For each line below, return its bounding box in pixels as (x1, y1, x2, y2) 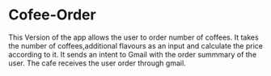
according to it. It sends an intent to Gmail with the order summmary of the (8, 49, 257, 59)
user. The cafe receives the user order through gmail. (8, 58, 186, 68)
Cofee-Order (8, 6, 96, 24)
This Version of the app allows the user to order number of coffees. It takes (8, 32, 259, 42)
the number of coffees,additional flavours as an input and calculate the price (8, 40, 263, 50)
